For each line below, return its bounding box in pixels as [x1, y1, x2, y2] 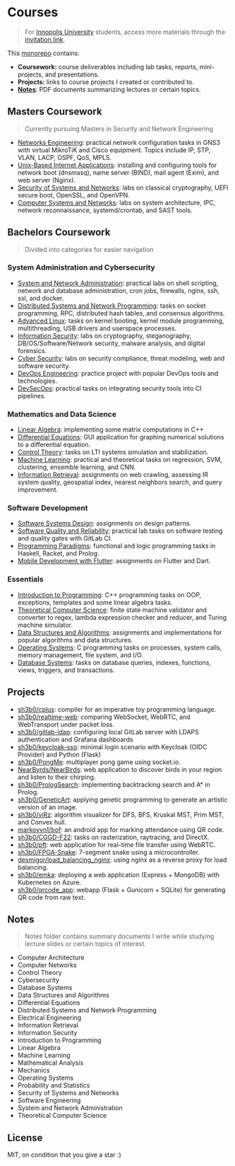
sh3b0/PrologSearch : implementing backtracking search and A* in [17, 780, 210, 789]
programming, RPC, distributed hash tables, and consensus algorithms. [17, 308, 225, 317]
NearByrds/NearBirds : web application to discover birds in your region [17, 765, 222, 773]
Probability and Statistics [17, 1081, 90, 1090]
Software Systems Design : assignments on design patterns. [17, 519, 192, 528]
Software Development [7, 503, 88, 513]
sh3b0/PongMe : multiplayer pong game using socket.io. [17, 758, 181, 766]
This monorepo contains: [7, 49, 80, 57]
